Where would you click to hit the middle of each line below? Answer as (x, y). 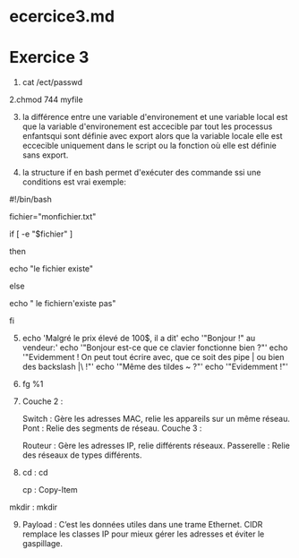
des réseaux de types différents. (82, 455)
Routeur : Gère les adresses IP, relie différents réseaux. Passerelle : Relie (156, 446)
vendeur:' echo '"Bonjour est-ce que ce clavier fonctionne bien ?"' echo (155, 348)
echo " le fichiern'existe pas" (63, 304)
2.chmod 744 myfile (46, 99)
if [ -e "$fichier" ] (41, 234)
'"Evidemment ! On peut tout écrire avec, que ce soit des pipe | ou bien (153, 357)
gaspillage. (43, 544)
